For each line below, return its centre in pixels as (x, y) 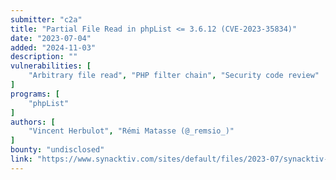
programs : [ (35, 94)
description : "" (44, 57)
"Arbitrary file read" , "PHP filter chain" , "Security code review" (174, 76)
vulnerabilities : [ (51, 66)
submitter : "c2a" (46, 19)
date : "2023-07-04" (51, 38)
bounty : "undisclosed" (57, 150)
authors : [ (33, 122)
